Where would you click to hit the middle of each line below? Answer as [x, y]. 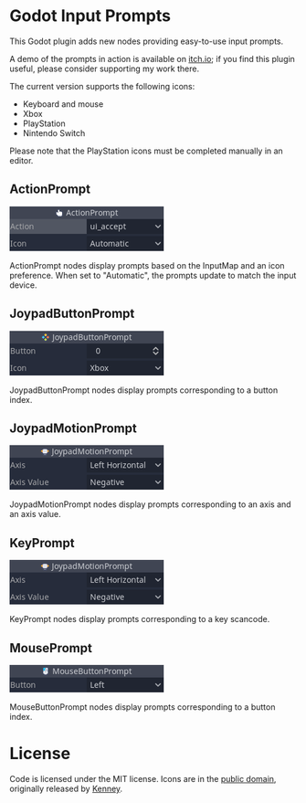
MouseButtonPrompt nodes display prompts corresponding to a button [142, 707]
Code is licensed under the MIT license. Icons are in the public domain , [143, 778]
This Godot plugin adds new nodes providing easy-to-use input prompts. [147, 41]
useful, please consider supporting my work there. [104, 69]
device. [23, 285]
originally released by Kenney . [66, 788]
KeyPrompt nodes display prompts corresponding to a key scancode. [140, 619]
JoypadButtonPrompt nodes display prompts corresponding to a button [144, 390]
